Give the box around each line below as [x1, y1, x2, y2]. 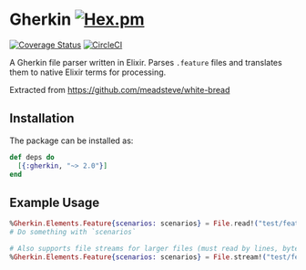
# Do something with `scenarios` [9, 228, 137, 237]
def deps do [9, 152, 55, 161]
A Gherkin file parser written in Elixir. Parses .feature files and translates [9, 57, 282, 67]
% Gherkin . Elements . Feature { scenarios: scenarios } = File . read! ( [9, 219, 259, 228]
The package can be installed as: [9, 135, 134, 146]
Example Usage [9, 194, 100, 210]
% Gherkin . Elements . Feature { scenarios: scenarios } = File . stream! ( [9, 252, 267, 262]
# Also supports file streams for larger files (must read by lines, [9, 244, 280, 253]
